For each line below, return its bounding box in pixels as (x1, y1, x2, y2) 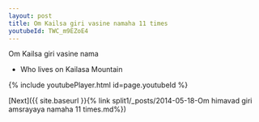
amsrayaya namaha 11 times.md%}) (8, 104, 127, 114)
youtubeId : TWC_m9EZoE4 (8, 27, 89, 35)
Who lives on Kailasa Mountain (19, 65, 123, 74)
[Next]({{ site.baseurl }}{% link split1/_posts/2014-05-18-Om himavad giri (8, 96, 253, 106)
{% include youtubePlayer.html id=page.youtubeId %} (8, 80, 189, 90)
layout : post (8, 11, 53, 20)
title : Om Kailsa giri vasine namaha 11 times (8, 19, 168, 27)
